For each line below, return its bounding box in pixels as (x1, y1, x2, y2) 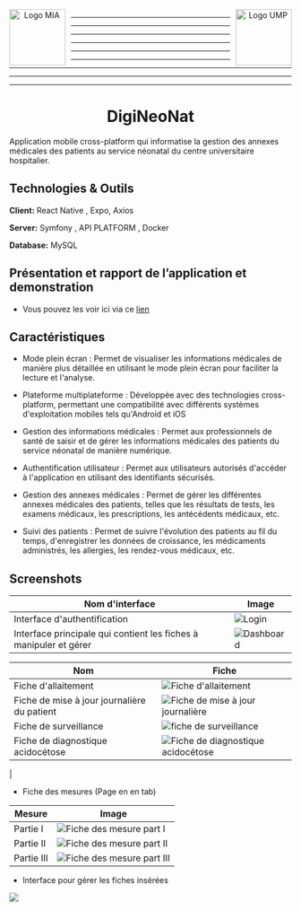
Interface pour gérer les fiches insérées (21, 875, 168, 886)
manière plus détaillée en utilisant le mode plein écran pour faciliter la (21, 363, 279, 373)
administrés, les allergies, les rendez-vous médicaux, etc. (21, 545, 235, 556)
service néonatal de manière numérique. (21, 445, 172, 456)
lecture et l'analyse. (21, 372, 96, 383)
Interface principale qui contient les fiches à (13, 627, 199, 640)
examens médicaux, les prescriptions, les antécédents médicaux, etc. (21, 509, 280, 520)
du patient (13, 705, 56, 718)
